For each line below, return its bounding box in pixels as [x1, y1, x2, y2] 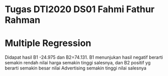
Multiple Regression [5, 37, 92, 49]
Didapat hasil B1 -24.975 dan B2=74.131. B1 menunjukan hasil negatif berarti [5, 54, 163, 60]
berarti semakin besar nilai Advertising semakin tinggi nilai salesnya [5, 65, 147, 71]
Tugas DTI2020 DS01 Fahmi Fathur [5, 4, 155, 15]
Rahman [5, 14, 41, 26]
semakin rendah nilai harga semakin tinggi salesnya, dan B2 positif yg [5, 60, 151, 66]
